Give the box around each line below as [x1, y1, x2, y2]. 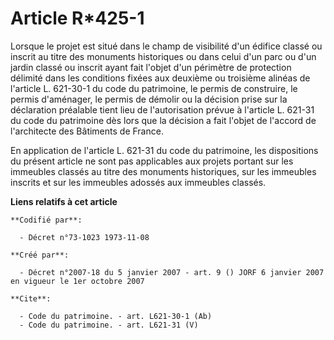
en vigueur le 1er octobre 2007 [10, 276, 145, 286]
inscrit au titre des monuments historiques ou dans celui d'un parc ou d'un [10, 50, 317, 62]
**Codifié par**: [10, 215, 83, 225]
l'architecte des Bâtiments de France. [10, 125, 164, 137]
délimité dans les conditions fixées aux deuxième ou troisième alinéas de [10, 72, 311, 84]
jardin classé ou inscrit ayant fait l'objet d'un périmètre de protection [10, 61, 292, 73]
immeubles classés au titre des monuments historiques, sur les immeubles [10, 165, 317, 177]
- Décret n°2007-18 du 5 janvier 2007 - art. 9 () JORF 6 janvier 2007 [19, 267, 325, 277]
